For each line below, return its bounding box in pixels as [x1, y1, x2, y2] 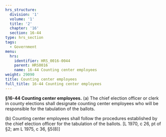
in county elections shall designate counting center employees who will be [5, 100, 158, 106]
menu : [5, 49, 16, 54]
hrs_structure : [5, 7, 37, 12]
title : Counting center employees [5, 77, 77, 82]
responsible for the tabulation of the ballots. [5, 106, 95, 112]
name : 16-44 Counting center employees [14, 68, 97, 73]
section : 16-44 [9, 30, 41, 35]
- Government [9, 44, 37, 49]
